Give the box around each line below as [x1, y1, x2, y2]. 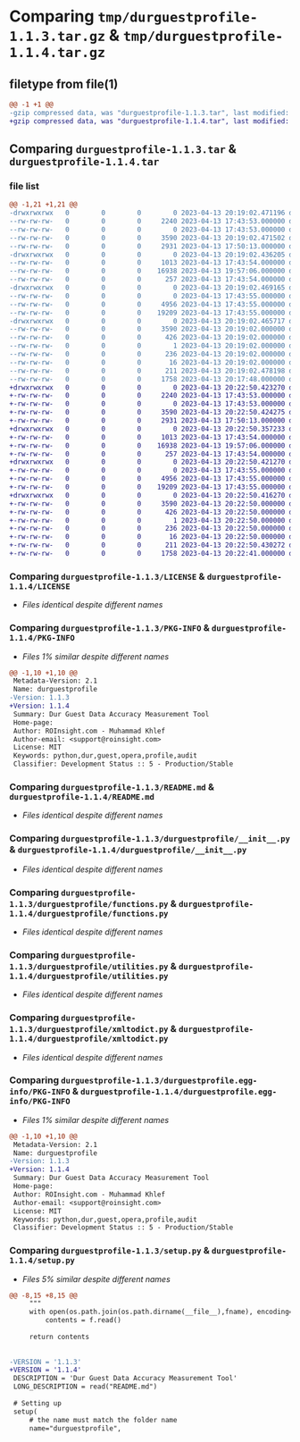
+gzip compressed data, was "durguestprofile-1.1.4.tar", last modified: [9, 116, 290, 126]
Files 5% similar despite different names [21, 1273, 171, 1284]
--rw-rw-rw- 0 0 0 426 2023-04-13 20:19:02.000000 [9, 333, 286, 342]
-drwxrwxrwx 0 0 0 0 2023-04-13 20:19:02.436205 [9, 250, 286, 259]
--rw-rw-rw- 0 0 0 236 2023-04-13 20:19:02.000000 [9, 350, 286, 359]
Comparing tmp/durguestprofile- [9, 6, 259, 27]
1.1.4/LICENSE [9, 581, 71, 591]
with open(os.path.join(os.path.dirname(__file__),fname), [29, 1307, 254, 1317]
